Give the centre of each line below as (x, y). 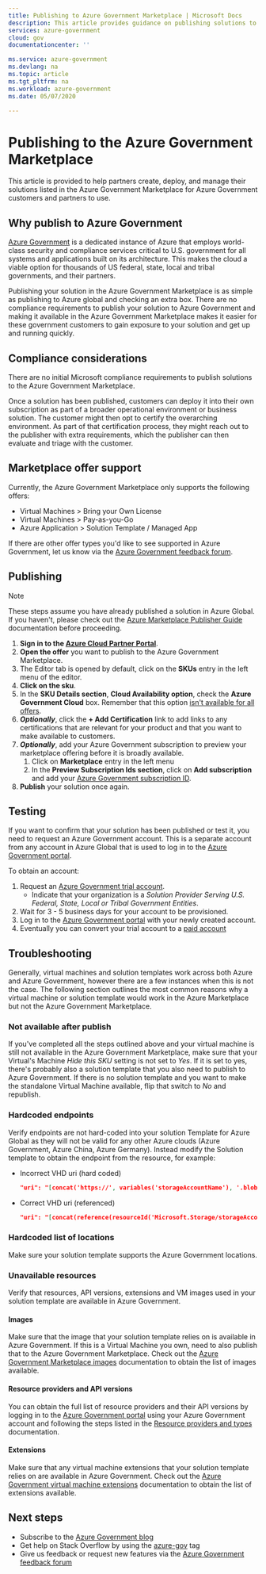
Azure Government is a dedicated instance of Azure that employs (115, 242)
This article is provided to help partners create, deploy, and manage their (127, 181)
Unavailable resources (52, 1275)
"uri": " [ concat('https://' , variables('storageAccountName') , (126, 1187)
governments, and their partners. (62, 276)
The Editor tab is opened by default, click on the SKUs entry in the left (134, 668)
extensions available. (42, 1492)
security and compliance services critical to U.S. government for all (137, 251)
